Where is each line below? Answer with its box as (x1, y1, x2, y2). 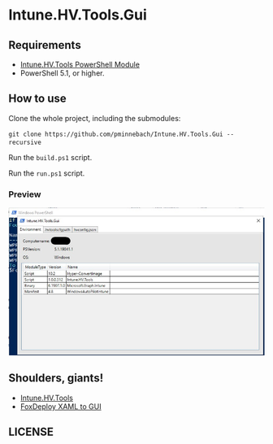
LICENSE (8, 425, 54, 439)
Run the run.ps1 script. (8, 168, 85, 178)
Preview (8, 189, 41, 200)
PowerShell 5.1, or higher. (19, 68, 105, 78)
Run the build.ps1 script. (8, 152, 93, 162)
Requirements (8, 38, 81, 52)
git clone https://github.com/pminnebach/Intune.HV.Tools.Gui (8, 130, 223, 138)
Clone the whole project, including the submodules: (8, 113, 181, 123)
